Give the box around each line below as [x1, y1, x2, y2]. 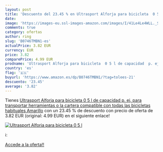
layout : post [5, 7, 32, 12]
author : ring [5, 34, 32, 39]
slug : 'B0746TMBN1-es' [5, 39, 51, 44]
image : [5, 20, 18, 26]
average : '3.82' [5, 84, 38, 89]
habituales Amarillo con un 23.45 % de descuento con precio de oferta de [5, 107, 153, 113]
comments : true [5, 25, 36, 30]
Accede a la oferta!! [5, 141, 45, 147]
